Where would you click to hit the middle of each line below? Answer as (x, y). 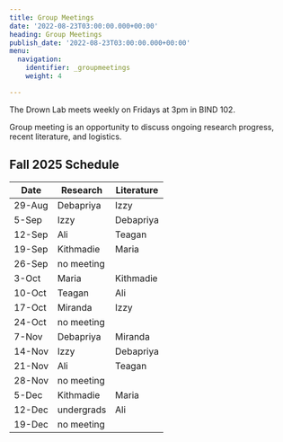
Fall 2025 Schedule (64, 165)
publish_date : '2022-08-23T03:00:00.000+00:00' (100, 43)
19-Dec (31, 424)
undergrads (82, 410)
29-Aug (31, 205)
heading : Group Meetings (56, 34)
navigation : (40, 59)
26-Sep (31, 263)
